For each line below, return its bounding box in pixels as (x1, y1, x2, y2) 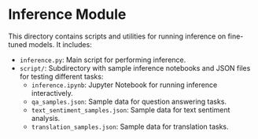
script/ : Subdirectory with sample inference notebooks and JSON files (19, 63, 251, 72)
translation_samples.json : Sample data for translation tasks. (31, 122, 230, 131)
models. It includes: (28, 39, 92, 49)
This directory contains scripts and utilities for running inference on (8, 31, 227, 41)
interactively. (31, 88, 73, 97)
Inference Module (8, 5, 127, 24)
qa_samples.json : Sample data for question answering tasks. (31, 97, 227, 106)
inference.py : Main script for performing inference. (19, 55, 186, 64)
